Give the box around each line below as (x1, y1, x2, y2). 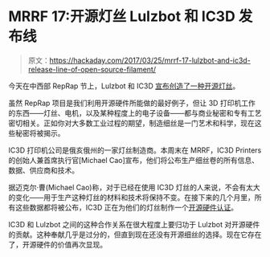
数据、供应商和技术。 (8, 165, 79, 175)
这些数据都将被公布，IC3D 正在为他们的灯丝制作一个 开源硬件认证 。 (14, 202, 239, 212)
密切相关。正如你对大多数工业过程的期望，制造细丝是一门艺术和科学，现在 (8, 118, 255, 128)
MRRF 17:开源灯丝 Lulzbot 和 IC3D (8, 7, 235, 26)
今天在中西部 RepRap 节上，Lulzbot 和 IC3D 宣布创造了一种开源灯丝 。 (8, 81, 240, 91)
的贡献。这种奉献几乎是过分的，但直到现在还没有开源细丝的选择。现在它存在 (8, 230, 262, 239)
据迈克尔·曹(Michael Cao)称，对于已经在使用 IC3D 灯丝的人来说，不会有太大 (8, 182, 261, 192)
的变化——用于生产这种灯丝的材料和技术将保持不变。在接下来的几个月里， (8, 192, 255, 202)
